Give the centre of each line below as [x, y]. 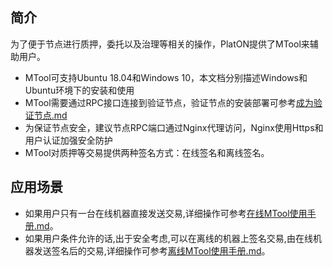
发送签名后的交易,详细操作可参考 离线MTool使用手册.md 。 [152, 250]
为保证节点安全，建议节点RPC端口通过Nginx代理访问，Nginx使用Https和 [174, 127]
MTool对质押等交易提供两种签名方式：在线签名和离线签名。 [147, 152]
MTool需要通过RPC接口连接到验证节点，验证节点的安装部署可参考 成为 [169, 102]
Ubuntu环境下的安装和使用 [79, 90]
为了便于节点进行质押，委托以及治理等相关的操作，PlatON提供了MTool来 [160, 44]
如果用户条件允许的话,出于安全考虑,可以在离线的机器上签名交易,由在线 [168, 238]
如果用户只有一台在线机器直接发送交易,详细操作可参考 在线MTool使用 [166, 213]
